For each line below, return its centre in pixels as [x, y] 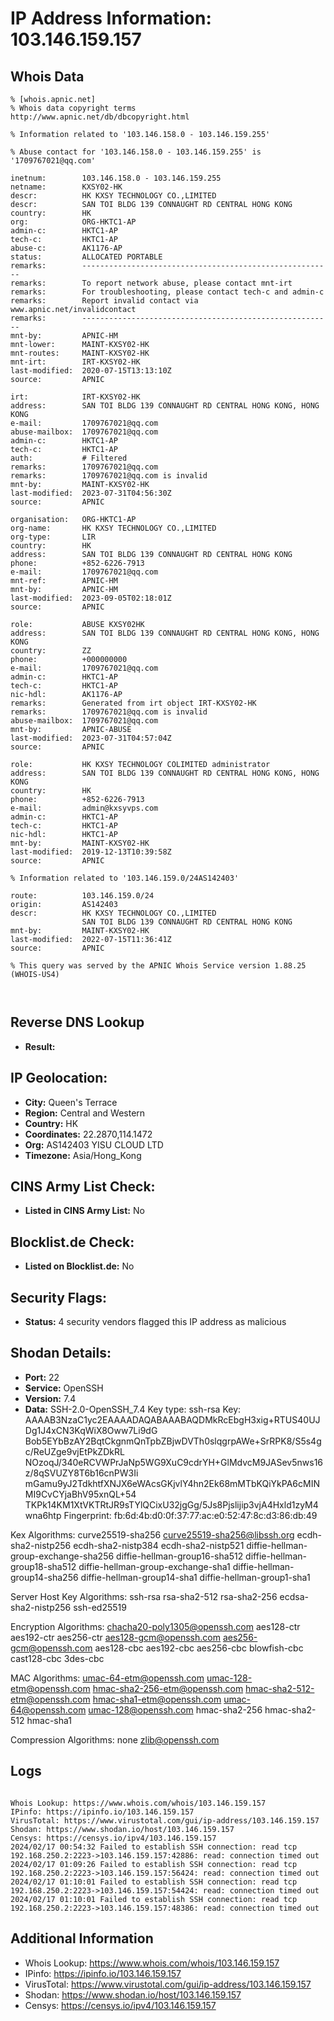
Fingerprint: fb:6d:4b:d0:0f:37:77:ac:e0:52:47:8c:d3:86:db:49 [190, 1515]
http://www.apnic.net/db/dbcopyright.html [100, 117]
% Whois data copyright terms [73, 108]
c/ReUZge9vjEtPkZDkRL [74, 1451]
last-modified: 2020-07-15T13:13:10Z [91, 371]
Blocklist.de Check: [72, 1242]
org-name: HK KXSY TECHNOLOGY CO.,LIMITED [113, 528]
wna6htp [43, 1515]
